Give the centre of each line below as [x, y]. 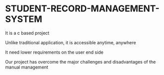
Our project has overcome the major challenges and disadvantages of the [81, 62]
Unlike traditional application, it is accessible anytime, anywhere [71, 42]
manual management [27, 67]
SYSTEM [24, 19]
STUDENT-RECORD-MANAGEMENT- [82, 9]
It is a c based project [27, 33]
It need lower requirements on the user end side [54, 52]
